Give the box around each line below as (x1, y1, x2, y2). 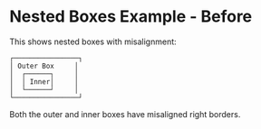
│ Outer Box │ (9, 61, 79, 70)
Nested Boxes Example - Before (9, 6, 253, 27)
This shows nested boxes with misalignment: (9, 36, 177, 47)
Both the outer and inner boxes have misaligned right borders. (9, 108, 241, 119)
